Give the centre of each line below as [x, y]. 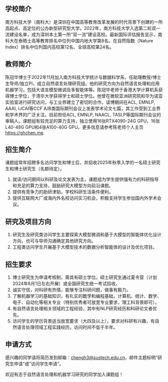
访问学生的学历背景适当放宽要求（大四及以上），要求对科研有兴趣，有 [83, 321]
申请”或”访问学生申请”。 [39, 364]
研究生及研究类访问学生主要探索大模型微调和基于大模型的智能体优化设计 [87, 235]
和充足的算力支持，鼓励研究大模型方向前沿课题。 [63, 186]
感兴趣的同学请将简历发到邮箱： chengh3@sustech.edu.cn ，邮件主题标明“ [81, 357]
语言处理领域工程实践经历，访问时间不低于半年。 [67, 327]
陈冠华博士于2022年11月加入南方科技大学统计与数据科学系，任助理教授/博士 [83, 77]
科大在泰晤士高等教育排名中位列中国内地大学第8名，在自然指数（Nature [79, 40]
